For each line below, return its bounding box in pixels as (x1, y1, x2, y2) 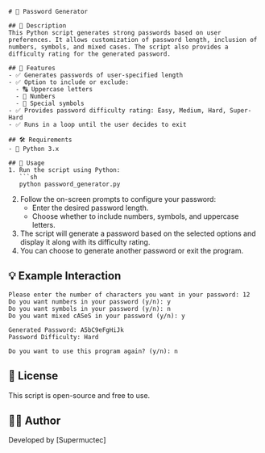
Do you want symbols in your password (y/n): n (8, 304, 172, 312)
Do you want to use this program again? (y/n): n (8, 347, 179, 355)
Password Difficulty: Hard (8, 333, 99, 341)
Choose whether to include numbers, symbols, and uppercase (31, 212, 239, 221)
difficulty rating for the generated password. (8, 50, 172, 58)
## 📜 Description (8, 22, 67, 30)
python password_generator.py (19, 180, 121, 188)
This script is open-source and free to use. (8, 390, 151, 400)
